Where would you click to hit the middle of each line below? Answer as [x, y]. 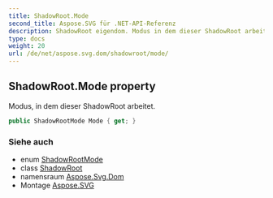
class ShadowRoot [51, 168]
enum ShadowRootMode [61, 159]
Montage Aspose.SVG [57, 185]
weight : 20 [27, 46]
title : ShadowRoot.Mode [49, 16]
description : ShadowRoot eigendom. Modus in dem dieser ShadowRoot [125, 31]
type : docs [27, 39]
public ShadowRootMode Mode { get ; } [72, 121]
